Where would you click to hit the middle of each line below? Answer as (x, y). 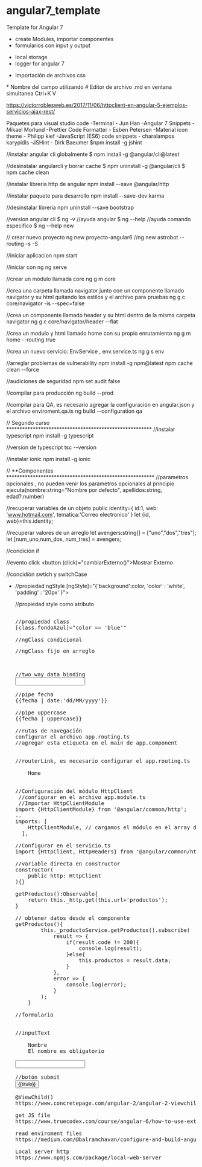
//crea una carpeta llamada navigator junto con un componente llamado (95, 290)
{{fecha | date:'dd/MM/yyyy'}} (61, 700)
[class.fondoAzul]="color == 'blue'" (71, 627)
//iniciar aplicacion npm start (42, 255)
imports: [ (31, 821)
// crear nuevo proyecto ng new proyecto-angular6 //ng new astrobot (92, 237)
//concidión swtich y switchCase (47, 574)
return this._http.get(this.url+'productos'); (98, 900)
